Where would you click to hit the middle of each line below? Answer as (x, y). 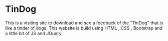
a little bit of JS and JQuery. (34, 33)
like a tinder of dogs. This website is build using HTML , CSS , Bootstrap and (84, 28)
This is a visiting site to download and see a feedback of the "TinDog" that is (84, 23)
